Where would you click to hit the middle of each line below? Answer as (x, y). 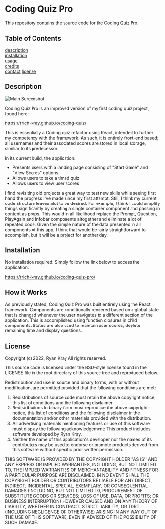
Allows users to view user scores (46, 183)
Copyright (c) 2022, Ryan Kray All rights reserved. (56, 358)
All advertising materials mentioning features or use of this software (81, 424)
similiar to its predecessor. (32, 148)
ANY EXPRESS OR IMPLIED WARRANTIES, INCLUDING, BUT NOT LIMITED (81, 465)
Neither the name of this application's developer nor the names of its (82, 439)
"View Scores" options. (36, 173)
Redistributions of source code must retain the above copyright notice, (84, 397)
